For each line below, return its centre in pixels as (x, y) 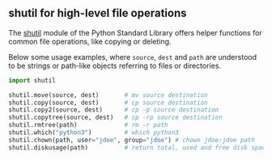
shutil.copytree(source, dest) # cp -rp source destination (115, 118)
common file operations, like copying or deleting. (90, 41)
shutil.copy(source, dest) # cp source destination (108, 103)
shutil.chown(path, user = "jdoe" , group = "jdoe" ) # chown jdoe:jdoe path (132, 140)
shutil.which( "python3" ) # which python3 (94, 133)
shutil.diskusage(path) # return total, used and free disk (128, 147)
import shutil (32, 80)
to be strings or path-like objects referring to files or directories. (115, 65)
